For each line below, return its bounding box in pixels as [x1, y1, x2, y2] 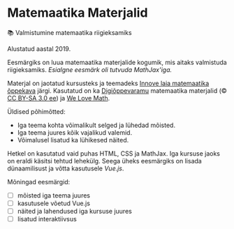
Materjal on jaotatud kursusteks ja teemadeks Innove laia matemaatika [7, 79, 210, 87]
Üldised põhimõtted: [7, 107, 66, 116]
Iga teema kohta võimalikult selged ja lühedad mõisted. [17, 121, 176, 129]
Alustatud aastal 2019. [7, 44, 71, 53]
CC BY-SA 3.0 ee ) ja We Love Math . [7, 94, 110, 102]
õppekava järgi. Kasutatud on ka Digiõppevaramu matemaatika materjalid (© [7, 86, 227, 95]
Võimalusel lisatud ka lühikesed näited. [17, 135, 129, 144]
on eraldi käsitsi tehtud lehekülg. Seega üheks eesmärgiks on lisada [7, 156, 203, 165]
